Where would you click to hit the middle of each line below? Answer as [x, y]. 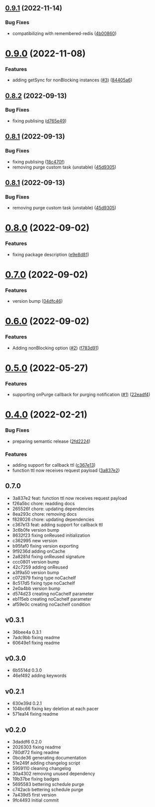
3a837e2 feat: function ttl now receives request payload [70, 498]
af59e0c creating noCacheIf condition [51, 604]
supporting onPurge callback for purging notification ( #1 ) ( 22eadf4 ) [81, 395]
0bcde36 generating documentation [49, 758]
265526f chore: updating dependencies [53, 509]
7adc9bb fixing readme [36, 637]
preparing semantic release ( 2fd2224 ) [51, 441]
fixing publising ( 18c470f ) [39, 161]
